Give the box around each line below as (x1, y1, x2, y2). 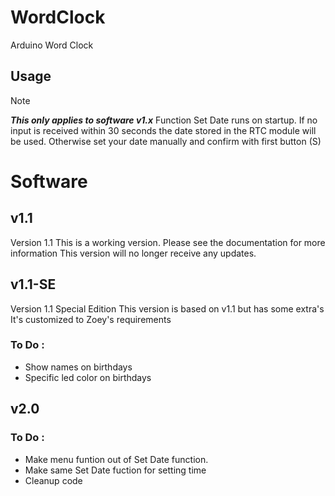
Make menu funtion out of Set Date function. (24, 453, 209, 465)
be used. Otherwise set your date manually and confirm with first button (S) (10, 135, 322, 147)
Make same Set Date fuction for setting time (24, 464, 207, 476)
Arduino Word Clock (10, 39, 94, 51)
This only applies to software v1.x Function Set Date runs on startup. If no (10, 114, 318, 126)
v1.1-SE (10, 276, 57, 293)
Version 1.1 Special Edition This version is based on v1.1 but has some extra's (10, 302, 325, 315)
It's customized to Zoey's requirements (10, 313, 172, 325)
